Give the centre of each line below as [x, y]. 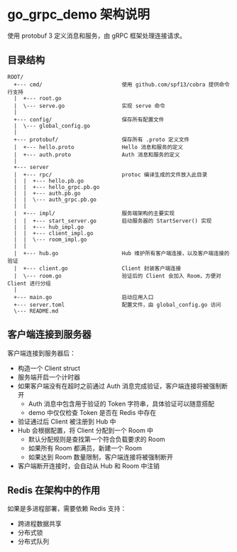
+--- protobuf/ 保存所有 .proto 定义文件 [102, 139]
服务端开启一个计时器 [49, 377]
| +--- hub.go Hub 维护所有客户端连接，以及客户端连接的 [122, 253]
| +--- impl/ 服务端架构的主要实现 [94, 213]
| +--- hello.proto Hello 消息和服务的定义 [98, 147]
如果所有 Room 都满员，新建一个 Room [85, 448]
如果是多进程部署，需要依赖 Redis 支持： [67, 509]
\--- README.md [36, 311]
